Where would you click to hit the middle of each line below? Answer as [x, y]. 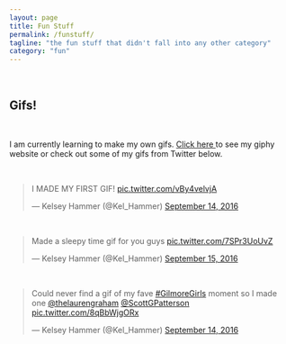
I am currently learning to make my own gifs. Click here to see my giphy [142, 144]
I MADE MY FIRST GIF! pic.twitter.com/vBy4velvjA [124, 188]
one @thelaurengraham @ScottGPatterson [110, 303]
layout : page [34, 18]
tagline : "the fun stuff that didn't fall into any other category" [140, 43]
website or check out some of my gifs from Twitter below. [116, 153]
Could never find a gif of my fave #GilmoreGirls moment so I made [154, 293]
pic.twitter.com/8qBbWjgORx [85, 312]
